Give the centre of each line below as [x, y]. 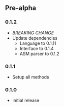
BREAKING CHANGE [33, 33]
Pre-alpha [21, 8]
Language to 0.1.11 [38, 43]
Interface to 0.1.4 [37, 48]
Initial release [26, 101]
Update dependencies [35, 38]
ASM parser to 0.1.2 [39, 53]
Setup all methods [31, 77]
